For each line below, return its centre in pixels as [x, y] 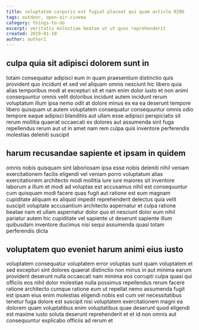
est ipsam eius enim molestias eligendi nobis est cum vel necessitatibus [94, 296]
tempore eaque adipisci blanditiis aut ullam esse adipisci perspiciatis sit [94, 115]
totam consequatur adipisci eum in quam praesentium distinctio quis [90, 77]
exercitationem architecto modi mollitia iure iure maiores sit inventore [91, 180]
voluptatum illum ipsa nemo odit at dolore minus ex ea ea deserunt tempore [99, 103]
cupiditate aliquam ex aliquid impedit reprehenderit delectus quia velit [91, 199]
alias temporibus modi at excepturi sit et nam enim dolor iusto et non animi [97, 90]
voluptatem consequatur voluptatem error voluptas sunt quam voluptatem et [99, 264]
